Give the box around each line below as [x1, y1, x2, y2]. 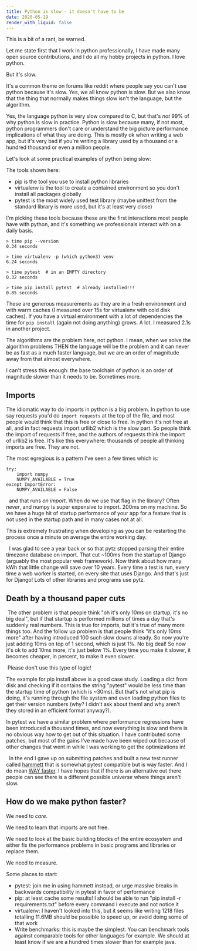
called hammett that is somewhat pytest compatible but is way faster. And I [6, 761, 188, 768]
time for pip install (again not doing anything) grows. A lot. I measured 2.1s [6, 319, 191, 326]
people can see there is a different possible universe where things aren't [6, 774, 181, 780]
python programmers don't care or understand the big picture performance [6, 125, 188, 132]
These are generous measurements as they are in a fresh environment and [6, 300, 186, 307]
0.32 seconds [6, 274, 38, 280]
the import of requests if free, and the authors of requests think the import [6, 431, 185, 438]
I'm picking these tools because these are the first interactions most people [6, 214, 189, 221]
